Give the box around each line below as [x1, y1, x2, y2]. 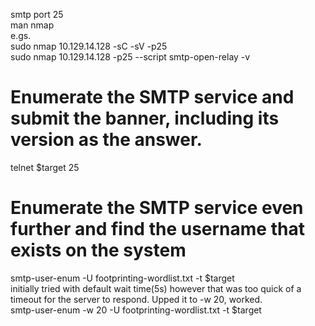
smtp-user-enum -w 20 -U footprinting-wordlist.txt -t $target [10, 304, 262, 316]
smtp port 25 [10, 9, 64, 20]
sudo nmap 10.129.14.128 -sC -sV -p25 [10, 40, 168, 52]
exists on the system [10, 239, 187, 262]
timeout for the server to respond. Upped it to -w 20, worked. [10, 293, 263, 305]
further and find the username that [10, 218, 305, 241]
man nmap [10, 19, 55, 31]
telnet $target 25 [10, 161, 80, 173]
